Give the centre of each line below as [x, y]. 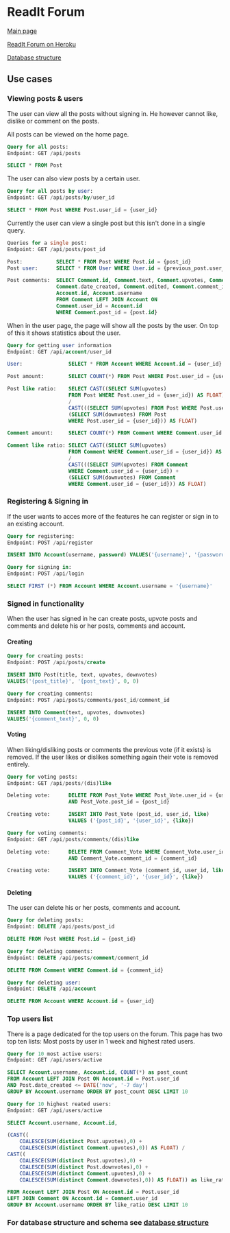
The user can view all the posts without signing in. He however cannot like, [113, 113]
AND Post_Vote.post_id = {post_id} [119, 802]
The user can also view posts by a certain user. [74, 178]
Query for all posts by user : [50, 191]
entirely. [18, 764]
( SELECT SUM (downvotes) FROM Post [117, 414]
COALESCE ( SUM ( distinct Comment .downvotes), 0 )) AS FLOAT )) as [108, 1180]
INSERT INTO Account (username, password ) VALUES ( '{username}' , [99, 555]
